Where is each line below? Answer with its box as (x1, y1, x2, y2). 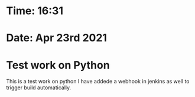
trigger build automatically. (6, 84, 71, 91)
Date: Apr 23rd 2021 (6, 31, 108, 45)
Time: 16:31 (6, 4, 64, 18)
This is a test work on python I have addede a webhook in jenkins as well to (6, 78, 190, 85)
